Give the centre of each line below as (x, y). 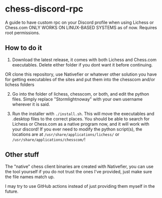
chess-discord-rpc (44, 9)
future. (12, 191)
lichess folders (20, 84)
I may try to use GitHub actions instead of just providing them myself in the (80, 186)
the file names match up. (30, 177)
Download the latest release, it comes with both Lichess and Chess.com (84, 60)
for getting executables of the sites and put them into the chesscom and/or (80, 79)
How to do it (24, 48)
